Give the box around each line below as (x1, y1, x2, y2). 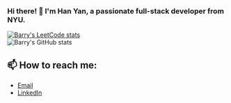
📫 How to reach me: (7, 59, 97, 71)
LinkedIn (17, 88, 42, 97)
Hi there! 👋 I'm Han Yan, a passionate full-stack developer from (7, 6, 225, 16)
